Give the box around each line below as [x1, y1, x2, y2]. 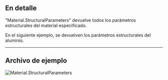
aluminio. [5, 37, 24, 43]
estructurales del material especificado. [5, 22, 87, 28]
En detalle [5, 4, 37, 12]
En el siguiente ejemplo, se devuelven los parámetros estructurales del [5, 32, 151, 38]
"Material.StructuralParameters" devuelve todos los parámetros [5, 17, 136, 23]
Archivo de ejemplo [5, 57, 67, 65]
